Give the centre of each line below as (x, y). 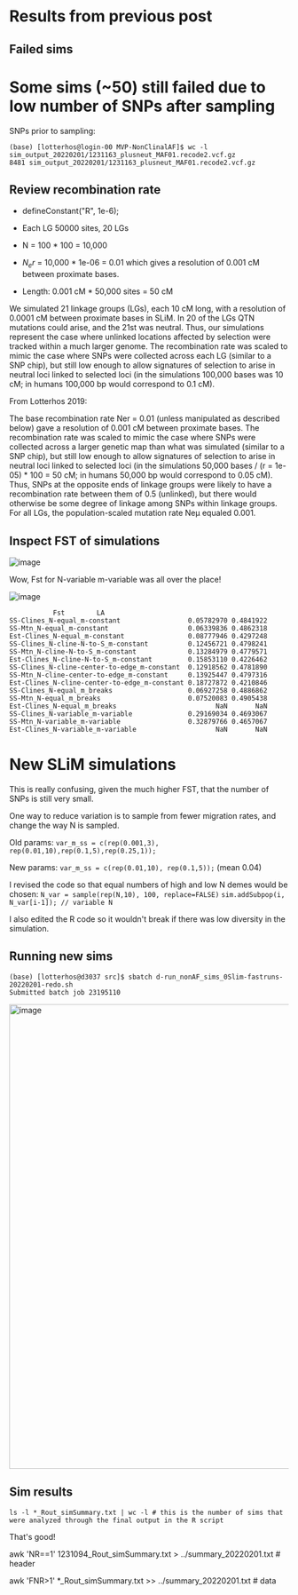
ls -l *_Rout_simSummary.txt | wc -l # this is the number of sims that (146, 1512)
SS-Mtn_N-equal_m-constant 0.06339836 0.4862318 (138, 628)
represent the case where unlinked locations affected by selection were (140, 337)
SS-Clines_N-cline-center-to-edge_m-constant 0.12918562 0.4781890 (138, 667)
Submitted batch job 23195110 (65, 992)
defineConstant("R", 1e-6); (71, 211)
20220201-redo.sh (41, 984)
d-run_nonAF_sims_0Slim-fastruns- (220, 977)
